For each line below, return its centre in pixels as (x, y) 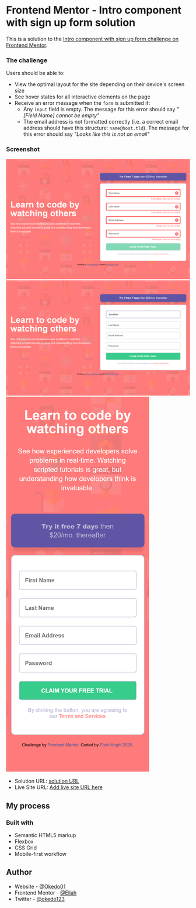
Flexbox (24, 842)
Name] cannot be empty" (69, 115)
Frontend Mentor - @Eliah (45, 892)
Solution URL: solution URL (47, 781)
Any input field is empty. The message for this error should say (99, 110)
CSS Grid (25, 848)
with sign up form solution (71, 23)
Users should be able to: (36, 73)
